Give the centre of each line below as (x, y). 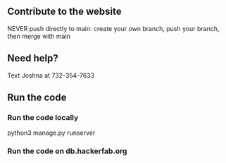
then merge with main (39, 36)
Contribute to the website (64, 12)
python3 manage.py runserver (51, 133)
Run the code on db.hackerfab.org (67, 151)
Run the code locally (43, 117)
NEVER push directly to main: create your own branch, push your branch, (113, 28)
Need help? (33, 58)
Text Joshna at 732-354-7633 (51, 75)
